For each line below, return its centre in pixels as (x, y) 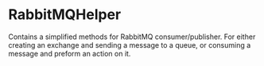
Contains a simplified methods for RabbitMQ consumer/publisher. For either (132, 37)
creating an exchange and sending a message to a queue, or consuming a (130, 45)
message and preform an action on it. (70, 53)
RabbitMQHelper (65, 15)
